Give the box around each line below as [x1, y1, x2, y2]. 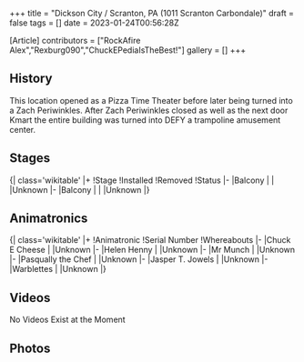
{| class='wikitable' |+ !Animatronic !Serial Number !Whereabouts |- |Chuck [9, 235, 291, 246]
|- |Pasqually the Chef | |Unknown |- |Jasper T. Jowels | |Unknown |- [9, 254, 269, 265]
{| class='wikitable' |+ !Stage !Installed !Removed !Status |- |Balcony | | [9, 175, 275, 186]
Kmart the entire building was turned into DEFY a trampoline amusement [9, 114, 281, 126]
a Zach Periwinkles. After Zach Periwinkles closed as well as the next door [9, 105, 289, 116]
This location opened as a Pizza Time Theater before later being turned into [9, 95, 293, 106]
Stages [9, 150, 51, 166]
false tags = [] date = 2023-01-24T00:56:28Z [9, 17, 179, 28]
